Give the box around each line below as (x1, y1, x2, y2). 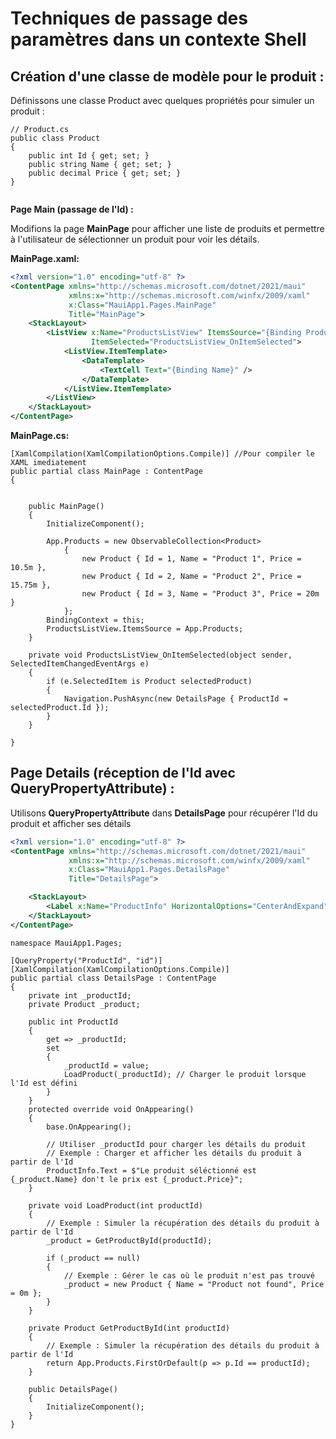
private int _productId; (28, 990, 132, 1001)
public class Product (10, 133, 101, 143)
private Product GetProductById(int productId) (28, 1323, 230, 1333)
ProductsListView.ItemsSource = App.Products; (46, 624, 244, 634)
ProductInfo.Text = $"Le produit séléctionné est (46, 1165, 257, 1176)
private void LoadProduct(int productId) (28, 1200, 203, 1211)
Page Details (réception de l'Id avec (10, 765, 236, 782)
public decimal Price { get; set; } (28, 168, 182, 178)
